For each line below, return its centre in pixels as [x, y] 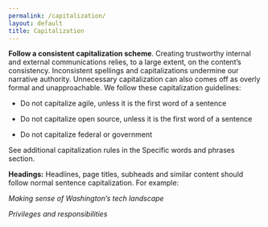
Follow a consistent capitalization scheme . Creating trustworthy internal [130, 54]
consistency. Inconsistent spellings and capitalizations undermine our [124, 71]
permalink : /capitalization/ [57, 16]
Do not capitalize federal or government [86, 134]
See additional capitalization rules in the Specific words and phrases [122, 151]
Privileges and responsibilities [58, 214]
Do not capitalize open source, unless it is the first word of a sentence [136, 119]
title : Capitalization [46, 31]
